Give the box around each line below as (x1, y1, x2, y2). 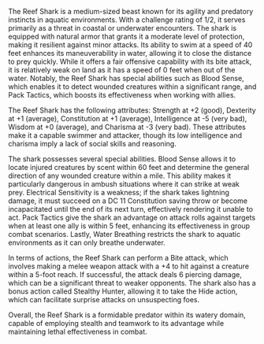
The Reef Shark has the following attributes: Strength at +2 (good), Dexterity (8, 105, 256, 115)
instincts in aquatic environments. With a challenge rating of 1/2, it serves (8, 15, 246, 24)
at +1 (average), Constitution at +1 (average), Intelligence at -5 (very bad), (8, 114, 247, 123)
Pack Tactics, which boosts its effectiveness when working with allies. (8, 91, 236, 99)
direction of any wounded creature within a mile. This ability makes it (8, 171, 232, 180)
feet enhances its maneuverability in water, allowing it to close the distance (8, 49, 252, 57)
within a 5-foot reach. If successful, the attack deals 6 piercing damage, (8, 270, 242, 279)
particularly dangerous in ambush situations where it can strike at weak (8, 179, 240, 188)
